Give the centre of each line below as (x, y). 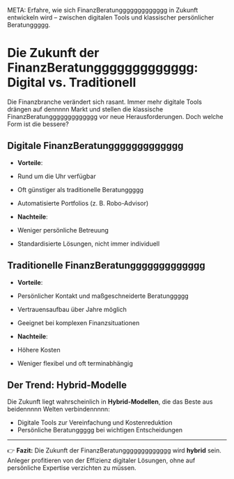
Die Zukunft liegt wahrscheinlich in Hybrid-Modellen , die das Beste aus (110, 402)
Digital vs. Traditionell (72, 83)
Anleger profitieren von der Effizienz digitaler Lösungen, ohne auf (101, 461)
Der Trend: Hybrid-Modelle (67, 385)
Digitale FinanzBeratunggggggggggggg (95, 146)
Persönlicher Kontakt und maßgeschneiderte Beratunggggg (103, 296)
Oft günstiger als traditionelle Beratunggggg (80, 189)
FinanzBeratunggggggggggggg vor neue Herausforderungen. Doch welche (115, 116)
